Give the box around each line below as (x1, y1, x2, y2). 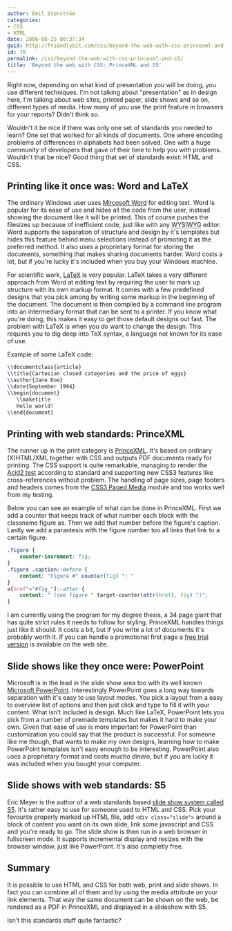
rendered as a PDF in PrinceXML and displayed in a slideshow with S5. (7, 903, 208, 911)
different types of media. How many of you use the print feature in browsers (7, 102, 224, 111)
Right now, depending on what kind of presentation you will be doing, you (7, 80, 216, 89)
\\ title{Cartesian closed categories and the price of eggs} (7, 370, 187, 377)
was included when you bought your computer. (7, 759, 142, 768)
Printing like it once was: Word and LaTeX (7, 181, 188, 192)
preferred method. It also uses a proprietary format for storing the (7, 243, 195, 251)
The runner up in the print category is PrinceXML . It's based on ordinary (7, 446, 213, 455)
